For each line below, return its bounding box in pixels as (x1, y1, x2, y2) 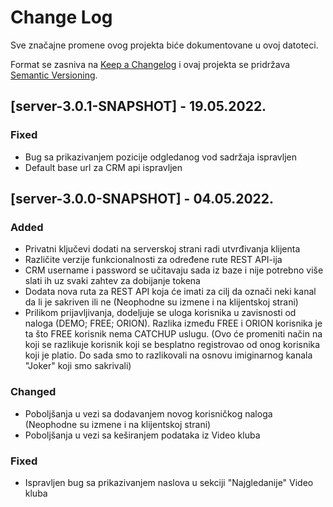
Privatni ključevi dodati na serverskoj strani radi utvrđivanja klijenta (24, 243, 301, 255)
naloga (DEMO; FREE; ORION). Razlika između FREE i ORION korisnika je (24, 317, 323, 330)
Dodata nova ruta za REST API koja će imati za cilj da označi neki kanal (24, 286, 317, 298)
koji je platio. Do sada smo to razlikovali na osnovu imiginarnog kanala (24, 349, 313, 361)
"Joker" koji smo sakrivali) (24, 360, 132, 372)
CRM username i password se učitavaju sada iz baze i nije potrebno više (24, 264, 324, 276)
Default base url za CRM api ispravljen (24, 161, 183, 173)
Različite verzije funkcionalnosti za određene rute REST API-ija (24, 254, 283, 266)
